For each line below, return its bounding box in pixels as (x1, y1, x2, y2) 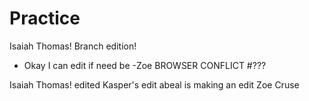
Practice (9, 7, 81, 30)
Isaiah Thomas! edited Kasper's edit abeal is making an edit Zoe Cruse (9, 78, 300, 91)
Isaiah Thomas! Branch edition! (9, 40, 137, 52)
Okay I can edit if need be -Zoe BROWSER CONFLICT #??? (23, 59, 267, 71)
